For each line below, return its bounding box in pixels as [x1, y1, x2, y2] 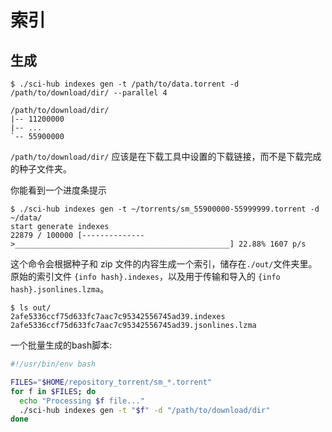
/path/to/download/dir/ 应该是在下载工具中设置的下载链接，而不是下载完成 [10, 151, 322, 162]
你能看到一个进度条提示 [10, 184, 107, 196]
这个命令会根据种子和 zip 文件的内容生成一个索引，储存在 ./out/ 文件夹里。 [10, 258, 318, 270]
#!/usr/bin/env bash [10, 359, 97, 369]
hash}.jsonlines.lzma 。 [10, 283, 110, 295]
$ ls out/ [10, 303, 52, 313]
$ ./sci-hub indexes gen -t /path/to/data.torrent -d [10, 79, 240, 89]
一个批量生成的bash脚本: [10, 339, 113, 351]
